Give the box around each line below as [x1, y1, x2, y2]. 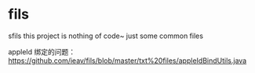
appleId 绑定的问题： [8, 47, 76, 56]
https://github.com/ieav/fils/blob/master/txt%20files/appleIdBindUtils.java [8, 56, 247, 65]
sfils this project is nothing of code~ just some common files [8, 31, 204, 40]
